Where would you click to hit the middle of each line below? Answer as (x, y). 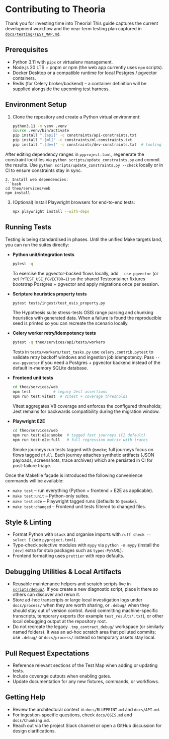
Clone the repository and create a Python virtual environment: (76, 116)
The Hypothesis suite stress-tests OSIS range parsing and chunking (83, 313)
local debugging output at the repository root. (60, 622)
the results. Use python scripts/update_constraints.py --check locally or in (84, 165)
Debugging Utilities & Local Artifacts (63, 571)
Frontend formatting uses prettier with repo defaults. (68, 556)
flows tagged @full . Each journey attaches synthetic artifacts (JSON (83, 455)
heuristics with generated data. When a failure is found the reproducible (87, 318)
